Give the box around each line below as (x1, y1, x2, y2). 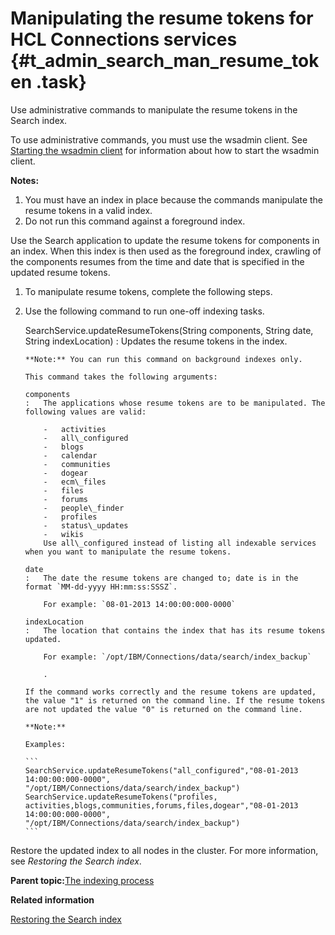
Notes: (10, 174, 40, 186)
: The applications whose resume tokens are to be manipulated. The (24, 398, 326, 408)
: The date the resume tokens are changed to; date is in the (24, 573, 299, 583)
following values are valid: (24, 407, 147, 417)
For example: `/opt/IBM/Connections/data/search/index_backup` (43, 652, 312, 662)
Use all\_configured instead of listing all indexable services (43, 538, 317, 548)
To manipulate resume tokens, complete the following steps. (24, 285, 273, 297)
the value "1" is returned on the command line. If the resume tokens (24, 695, 326, 706)
